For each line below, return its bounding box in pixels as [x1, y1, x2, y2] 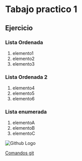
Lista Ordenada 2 [5, 73, 47, 80]
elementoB [12, 125, 35, 131]
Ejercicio [5, 24, 33, 32]
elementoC [12, 130, 35, 137]
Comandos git [5, 150, 34, 156]
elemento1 [12, 50, 34, 56]
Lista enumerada [5, 109, 47, 116]
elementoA [12, 120, 35, 126]
